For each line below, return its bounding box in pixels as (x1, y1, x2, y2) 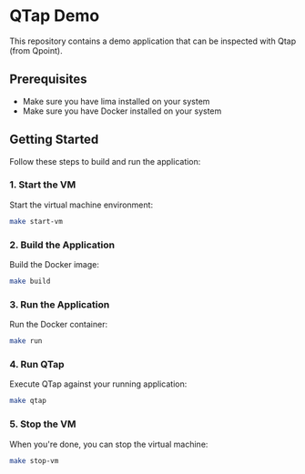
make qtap (9, 397, 47, 406)
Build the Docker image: (9, 259, 100, 270)
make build (9, 277, 51, 287)
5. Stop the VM (9, 418, 76, 430)
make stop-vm (9, 456, 59, 465)
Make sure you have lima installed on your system (22, 96, 210, 106)
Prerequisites (9, 72, 87, 87)
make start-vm (9, 217, 64, 226)
